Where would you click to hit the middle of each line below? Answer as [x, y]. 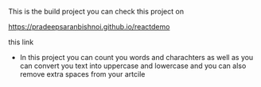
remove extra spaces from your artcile [82, 74]
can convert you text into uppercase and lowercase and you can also [133, 66]
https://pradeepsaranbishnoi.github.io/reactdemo [89, 26]
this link [21, 42]
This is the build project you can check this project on [96, 11]
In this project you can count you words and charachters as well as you [136, 57]
